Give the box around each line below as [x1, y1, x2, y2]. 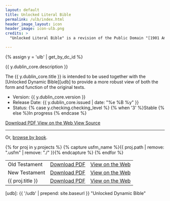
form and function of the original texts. [5, 84, 86, 90]
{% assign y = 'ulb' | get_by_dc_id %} [5, 54, 83, 60]
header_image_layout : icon [5, 21, 62, 27]
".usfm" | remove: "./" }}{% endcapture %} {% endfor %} [5, 149, 124, 156]
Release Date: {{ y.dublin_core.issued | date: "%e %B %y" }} [12, 99, 139, 105]
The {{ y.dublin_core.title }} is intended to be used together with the [5, 73, 146, 79]
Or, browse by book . [5, 134, 48, 140]
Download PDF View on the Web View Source [5, 120, 101, 126]
